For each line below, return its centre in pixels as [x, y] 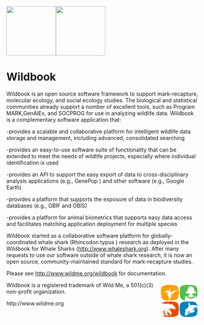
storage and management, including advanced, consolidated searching [96, 138]
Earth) [14, 187]
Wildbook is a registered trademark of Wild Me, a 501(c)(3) [80, 285]
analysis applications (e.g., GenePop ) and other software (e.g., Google [95, 181]
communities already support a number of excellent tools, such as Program [100, 107]
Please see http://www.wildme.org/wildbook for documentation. [86, 273]
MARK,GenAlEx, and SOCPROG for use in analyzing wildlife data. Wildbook [100, 113]
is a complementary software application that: [64, 119]
